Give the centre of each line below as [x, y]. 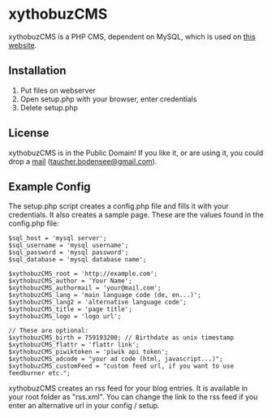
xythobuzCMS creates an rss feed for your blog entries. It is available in [128, 388]
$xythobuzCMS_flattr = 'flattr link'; [74, 345]
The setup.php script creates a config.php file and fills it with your [119, 206]
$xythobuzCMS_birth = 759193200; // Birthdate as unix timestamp [121, 338]
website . [23, 45]
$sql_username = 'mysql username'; [69, 246]
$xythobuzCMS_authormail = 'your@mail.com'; [85, 288]
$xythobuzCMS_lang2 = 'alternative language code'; [97, 302]
